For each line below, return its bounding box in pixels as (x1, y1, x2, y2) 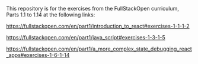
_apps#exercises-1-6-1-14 (6, 52, 70, 58)
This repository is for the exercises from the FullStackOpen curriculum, (6, 5, 180, 12)
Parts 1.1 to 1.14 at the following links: (6, 11, 95, 18)
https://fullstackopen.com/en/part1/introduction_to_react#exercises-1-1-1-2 (6, 23, 190, 29)
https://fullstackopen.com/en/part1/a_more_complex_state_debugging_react (6, 45, 193, 52)
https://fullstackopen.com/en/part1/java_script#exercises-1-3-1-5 (6, 34, 165, 41)
